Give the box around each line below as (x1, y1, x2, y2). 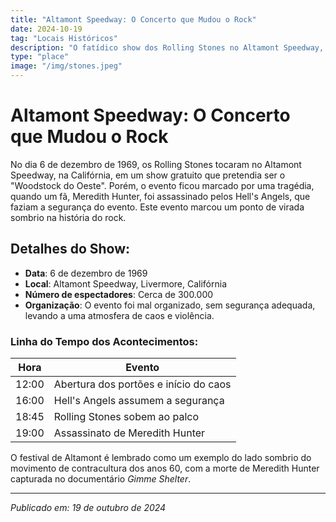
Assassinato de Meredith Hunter (53, 426, 206, 440)
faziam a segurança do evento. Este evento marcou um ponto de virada (10, 201, 305, 213)
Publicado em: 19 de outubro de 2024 (10, 502, 167, 514)
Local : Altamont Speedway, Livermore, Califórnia (24, 277, 228, 290)
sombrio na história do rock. (10, 211, 127, 223)
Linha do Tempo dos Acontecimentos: (10, 334, 199, 348)
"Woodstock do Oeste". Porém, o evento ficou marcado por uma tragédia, (10, 179, 315, 191)
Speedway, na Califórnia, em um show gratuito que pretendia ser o (10, 169, 286, 181)
